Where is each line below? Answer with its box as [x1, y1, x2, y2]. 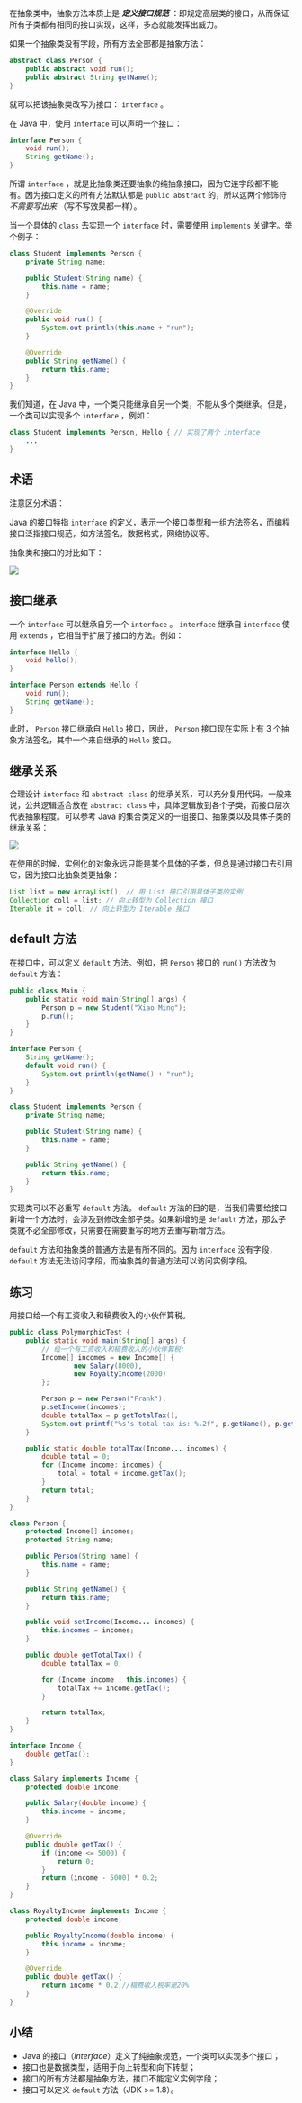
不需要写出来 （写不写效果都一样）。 [9, 201, 142, 211]
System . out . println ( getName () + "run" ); [41, 1069, 195, 1078]
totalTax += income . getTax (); [57, 1684, 171, 1693]
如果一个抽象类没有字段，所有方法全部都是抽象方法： [9, 39, 207, 49]
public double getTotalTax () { [25, 1650, 143, 1660]
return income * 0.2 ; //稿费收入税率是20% [41, 1981, 190, 1991]
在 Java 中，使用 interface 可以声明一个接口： [9, 118, 182, 129]
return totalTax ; [41, 1708, 106, 1717]
